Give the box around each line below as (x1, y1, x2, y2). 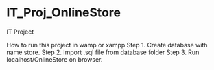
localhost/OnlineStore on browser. (6, 55, 103, 63)
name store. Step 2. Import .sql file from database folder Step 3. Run (6, 48, 200, 56)
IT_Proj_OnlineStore (6, 5, 121, 21)
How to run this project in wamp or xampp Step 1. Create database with (6, 40, 208, 49)
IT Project (6, 27, 34, 36)
